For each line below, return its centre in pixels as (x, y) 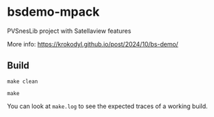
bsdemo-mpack (53, 12)
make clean (23, 81)
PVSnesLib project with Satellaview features (69, 31)
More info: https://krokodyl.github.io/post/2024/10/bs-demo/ (93, 44)
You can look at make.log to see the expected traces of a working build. (108, 106)
